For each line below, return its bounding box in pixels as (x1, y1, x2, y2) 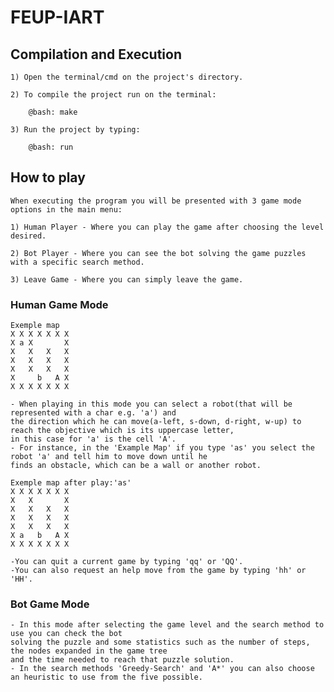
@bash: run (28, 142, 74, 152)
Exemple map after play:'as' (10, 478, 132, 488)
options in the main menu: (10, 204, 123, 215)
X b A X (10, 373, 70, 383)
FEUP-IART (10, 6, 105, 29)
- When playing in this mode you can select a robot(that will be (10, 399, 293, 410)
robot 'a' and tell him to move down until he (10, 452, 208, 462)
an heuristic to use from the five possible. (10, 672, 203, 683)
